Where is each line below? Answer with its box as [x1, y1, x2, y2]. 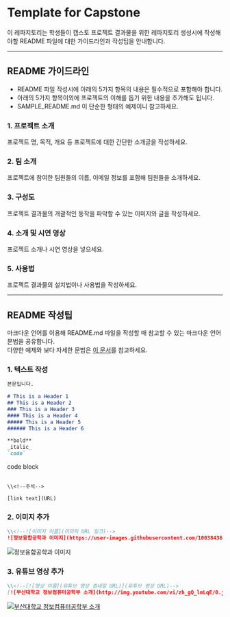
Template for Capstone [7, 5, 140, 21]
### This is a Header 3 [7, 406, 75, 412]
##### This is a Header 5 [7, 419, 81, 426]
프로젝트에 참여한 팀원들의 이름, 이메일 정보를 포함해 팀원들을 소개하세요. [7, 174, 201, 182]
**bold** [7, 437, 32, 444]
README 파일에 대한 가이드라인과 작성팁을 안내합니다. [19, 36, 166, 45]
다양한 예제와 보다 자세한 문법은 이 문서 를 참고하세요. [7, 346, 148, 354]
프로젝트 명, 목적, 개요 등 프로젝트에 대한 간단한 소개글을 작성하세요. [7, 138, 188, 146]
